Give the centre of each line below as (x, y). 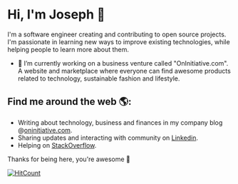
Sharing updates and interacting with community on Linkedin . (108, 138)
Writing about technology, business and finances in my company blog (120, 122)
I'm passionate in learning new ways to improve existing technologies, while (119, 41)
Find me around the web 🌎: (69, 102)
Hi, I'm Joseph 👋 (56, 15)
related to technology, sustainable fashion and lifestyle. (99, 78)
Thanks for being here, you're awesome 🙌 (69, 159)
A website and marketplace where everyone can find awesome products (124, 71)
